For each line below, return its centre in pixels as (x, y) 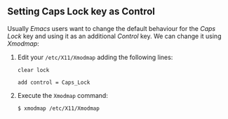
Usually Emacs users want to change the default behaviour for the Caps (112, 28)
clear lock (33, 70)
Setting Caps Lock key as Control (81, 12)
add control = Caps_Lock (54, 82)
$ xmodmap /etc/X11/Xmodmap (58, 108)
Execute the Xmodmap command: (63, 95)
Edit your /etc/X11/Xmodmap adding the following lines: (95, 57)
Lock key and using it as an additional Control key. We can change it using (114, 36)
